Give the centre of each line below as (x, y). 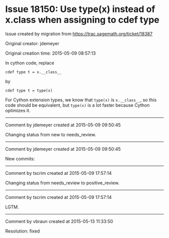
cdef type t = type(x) (29, 90)
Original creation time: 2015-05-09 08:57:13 (51, 53)
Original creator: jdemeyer (32, 43)
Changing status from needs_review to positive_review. (62, 183)
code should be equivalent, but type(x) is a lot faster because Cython (77, 105)
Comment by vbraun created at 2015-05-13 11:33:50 (59, 221)
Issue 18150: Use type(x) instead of (80, 9)
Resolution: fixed (23, 231)
